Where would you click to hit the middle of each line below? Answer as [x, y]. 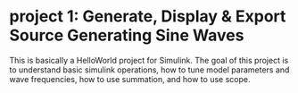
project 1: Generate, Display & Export [148, 17]
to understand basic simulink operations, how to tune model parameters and [149, 70]
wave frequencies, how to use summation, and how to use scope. [130, 79]
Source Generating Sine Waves [127, 35]
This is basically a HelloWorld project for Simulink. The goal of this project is [149, 60]
